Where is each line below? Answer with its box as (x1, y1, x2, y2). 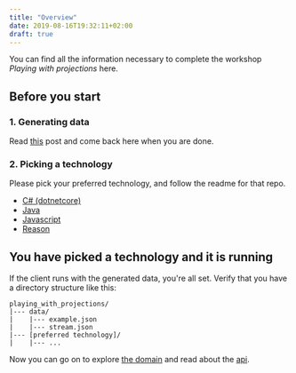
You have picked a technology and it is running (9, 250, 274, 265)
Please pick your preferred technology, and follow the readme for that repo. (9, 179, 286, 189)
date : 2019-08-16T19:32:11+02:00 (9, 21, 133, 30)
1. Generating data (9, 115, 90, 128)
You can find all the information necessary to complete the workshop (9, 54, 262, 65)
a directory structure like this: (9, 282, 117, 293)
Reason (21, 224, 51, 234)
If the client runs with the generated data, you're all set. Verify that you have (9, 273, 287, 284)
